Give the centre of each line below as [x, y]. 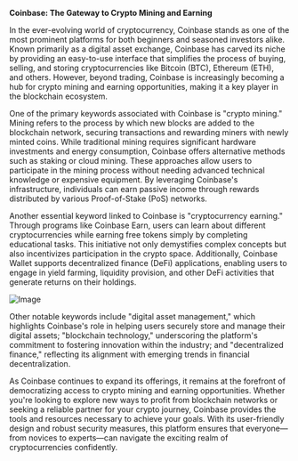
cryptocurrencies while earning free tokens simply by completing [129, 235]
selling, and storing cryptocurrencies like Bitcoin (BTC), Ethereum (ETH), [141, 68]
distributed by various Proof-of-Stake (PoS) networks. [108, 198]
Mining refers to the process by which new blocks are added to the [132, 123]
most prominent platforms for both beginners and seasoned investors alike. [147, 40]
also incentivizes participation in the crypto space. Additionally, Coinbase [144, 254]
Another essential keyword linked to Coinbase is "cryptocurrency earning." [146, 216]
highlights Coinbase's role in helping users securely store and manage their [148, 326]
